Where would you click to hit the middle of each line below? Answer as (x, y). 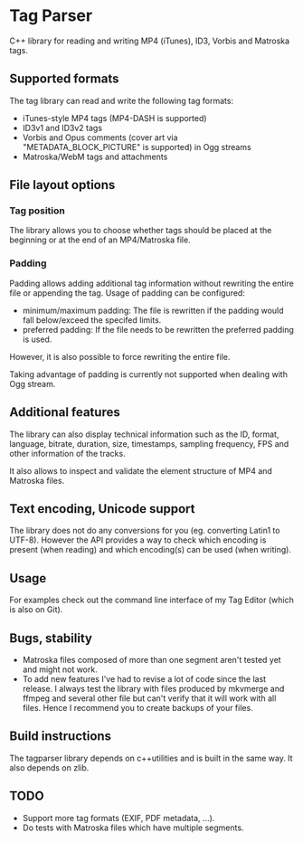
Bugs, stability (51, 638)
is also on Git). (36, 610)
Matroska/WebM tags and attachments (95, 156)
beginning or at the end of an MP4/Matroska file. (100, 240)
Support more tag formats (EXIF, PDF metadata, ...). (118, 818)
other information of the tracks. (67, 453)
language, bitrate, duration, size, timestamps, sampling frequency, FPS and (149, 443)
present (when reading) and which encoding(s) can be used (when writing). (151, 550)
